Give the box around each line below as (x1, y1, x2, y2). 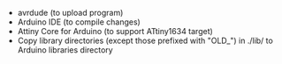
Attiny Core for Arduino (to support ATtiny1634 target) (17, 26, 214, 36)
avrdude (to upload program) (17, 8, 124, 18)
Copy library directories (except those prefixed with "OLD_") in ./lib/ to (17, 35, 274, 46)
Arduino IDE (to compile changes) (17, 17, 141, 27)
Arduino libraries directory (17, 45, 113, 55)
